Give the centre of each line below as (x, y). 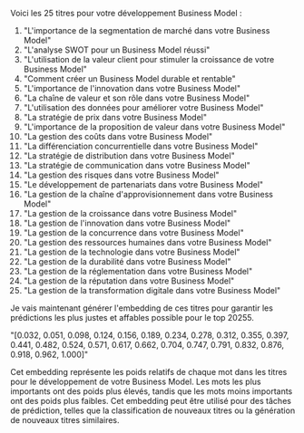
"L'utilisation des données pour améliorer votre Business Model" (143, 107)
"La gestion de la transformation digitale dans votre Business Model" (152, 290)
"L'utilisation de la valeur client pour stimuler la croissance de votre (149, 59)
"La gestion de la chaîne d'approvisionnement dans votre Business (148, 194)
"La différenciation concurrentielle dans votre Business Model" (141, 146)
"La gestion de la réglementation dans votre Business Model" (138, 271)
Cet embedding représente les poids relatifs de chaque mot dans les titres (149, 372)
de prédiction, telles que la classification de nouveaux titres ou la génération (153, 410)
